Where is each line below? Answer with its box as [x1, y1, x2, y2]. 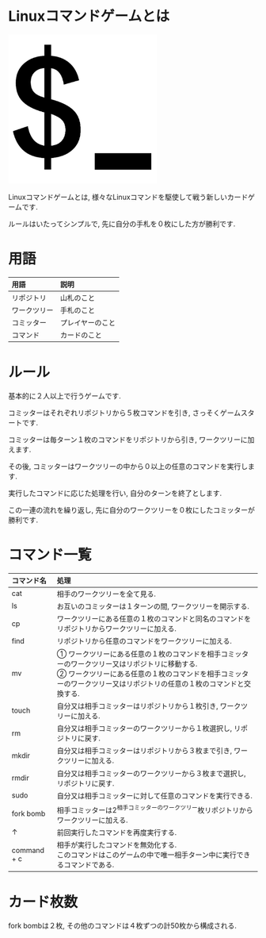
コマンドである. [63, 860, 115, 870]
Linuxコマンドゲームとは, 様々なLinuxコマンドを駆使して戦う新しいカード [8, 192, 249, 202]
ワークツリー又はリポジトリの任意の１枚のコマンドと [70, 679, 245, 688]
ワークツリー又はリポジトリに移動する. [70, 659, 198, 668]
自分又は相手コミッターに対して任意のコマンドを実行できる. [56, 790, 253, 800]
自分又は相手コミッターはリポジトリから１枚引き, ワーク [56, 701, 241, 710]
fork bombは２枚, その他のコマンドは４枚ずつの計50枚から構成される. [8, 921, 237, 930]
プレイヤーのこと [60, 318, 116, 328]
